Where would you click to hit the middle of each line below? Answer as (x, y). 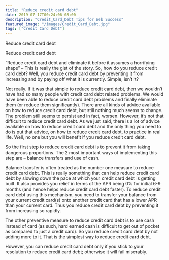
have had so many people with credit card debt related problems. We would (84, 94)
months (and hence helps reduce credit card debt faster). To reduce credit (83, 189)
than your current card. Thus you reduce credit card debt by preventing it (82, 205)
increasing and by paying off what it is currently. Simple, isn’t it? (72, 79)
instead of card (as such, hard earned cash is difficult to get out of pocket (82, 226)
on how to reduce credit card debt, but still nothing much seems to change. (84, 110)
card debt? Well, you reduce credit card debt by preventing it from (74, 73)
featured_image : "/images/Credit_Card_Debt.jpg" (58, 24)
